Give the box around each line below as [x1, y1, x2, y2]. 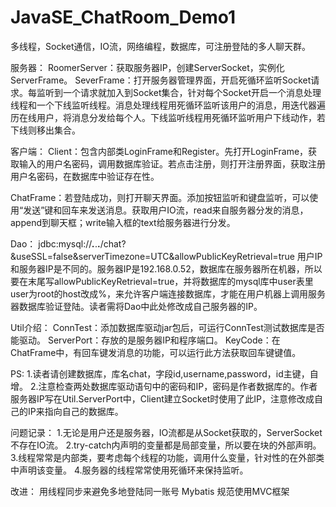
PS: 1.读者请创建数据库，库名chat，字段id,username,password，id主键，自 [10, 367, 319, 380]
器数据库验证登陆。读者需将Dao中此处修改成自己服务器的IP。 [10, 300, 263, 312]
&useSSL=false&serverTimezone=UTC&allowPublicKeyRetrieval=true [10, 250, 295, 262]
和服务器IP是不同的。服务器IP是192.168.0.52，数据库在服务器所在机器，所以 [10, 262, 323, 275]
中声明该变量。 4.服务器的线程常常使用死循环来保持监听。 [10, 464, 249, 476]
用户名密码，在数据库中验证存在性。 [10, 170, 160, 182]
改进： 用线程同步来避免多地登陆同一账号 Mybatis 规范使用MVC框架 [10, 485, 290, 497]
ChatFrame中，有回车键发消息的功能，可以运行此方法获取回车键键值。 [10, 346, 302, 358]
